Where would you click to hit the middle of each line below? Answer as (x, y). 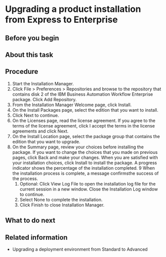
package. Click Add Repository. (44, 99)
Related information (36, 237)
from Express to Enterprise (61, 20)
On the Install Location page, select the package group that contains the (86, 136)
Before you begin (32, 38)
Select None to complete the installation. (61, 199)
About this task (29, 55)
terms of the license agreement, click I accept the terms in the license (83, 126)
